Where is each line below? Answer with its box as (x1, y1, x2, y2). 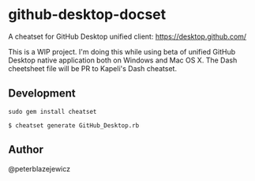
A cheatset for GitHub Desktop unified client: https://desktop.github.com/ (8, 32, 247, 41)
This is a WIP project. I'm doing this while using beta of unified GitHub (8, 47, 235, 56)
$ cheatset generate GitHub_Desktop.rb (8, 121, 140, 130)
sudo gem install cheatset (8, 107, 97, 115)
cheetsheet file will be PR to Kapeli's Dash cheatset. (8, 63, 178, 73)
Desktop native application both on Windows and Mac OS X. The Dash (8, 55, 238, 65)
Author (8, 143, 43, 156)
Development (8, 87, 77, 100)
